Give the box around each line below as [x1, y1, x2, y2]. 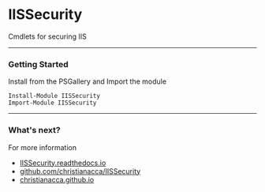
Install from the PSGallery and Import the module [8, 77, 167, 86]
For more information [8, 142, 77, 152]
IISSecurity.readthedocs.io [19, 158, 106, 168]
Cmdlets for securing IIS [8, 32, 87, 41]
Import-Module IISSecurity [8, 99, 97, 107]
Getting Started [8, 58, 69, 70]
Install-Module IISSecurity [8, 92, 101, 100]
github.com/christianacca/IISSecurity [19, 166, 141, 175]
